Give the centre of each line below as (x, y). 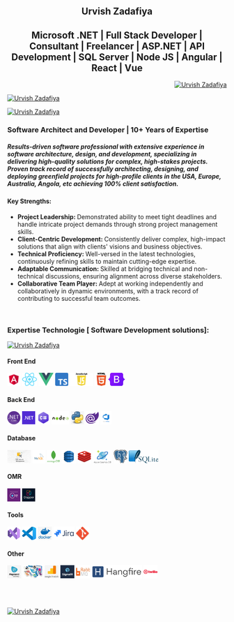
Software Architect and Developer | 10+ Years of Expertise (108, 130)
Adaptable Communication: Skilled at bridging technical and (105, 269)
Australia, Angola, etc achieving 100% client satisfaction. (93, 184)
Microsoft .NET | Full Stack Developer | (117, 35)
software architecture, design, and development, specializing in (102, 154)
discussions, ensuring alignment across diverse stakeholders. (134, 276)
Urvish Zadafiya (117, 12)
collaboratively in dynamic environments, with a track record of (108, 291)
